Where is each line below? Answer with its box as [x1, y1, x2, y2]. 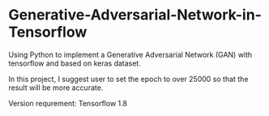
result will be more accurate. [8, 83, 104, 92]
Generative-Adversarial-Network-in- [8, 6, 262, 24]
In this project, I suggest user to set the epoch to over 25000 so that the [8, 74, 249, 84]
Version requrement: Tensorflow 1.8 [8, 98, 128, 108]
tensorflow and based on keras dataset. [8, 58, 142, 68]
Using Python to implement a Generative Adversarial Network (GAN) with [8, 49, 253, 59]
